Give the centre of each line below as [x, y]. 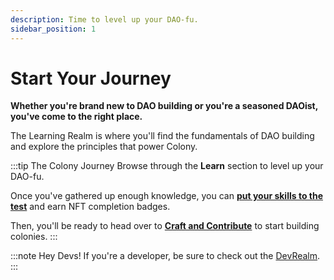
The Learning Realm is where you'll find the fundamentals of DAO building [162, 136]
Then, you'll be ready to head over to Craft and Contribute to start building [165, 226]
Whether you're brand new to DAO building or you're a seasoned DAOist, [164, 106]
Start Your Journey [91, 78]
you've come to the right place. [76, 117]
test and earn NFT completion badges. [90, 207]
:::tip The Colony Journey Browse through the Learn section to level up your [167, 166]
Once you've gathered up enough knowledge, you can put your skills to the [167, 196]
